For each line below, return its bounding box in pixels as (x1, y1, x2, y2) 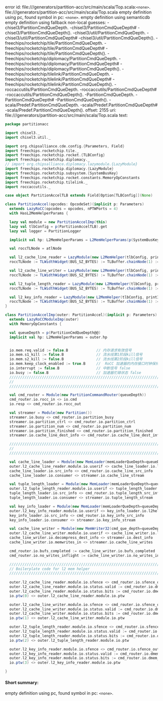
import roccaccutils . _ (5, 184, 51, 189)
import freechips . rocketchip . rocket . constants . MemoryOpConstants (5, 175, 140, 180)
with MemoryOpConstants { (9, 321, 62, 326)
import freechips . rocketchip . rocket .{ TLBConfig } (5, 153, 105, 158)
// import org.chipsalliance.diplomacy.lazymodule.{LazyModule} (5, 162, 138, 167)
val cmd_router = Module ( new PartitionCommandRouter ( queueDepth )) (9, 392, 147, 397)
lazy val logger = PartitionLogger (9, 228, 81, 233)
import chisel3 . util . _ (5, 135, 51, 140)
